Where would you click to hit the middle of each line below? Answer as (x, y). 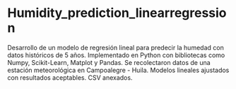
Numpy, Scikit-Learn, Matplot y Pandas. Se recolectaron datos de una (109, 62)
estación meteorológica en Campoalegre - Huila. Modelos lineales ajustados (118, 70)
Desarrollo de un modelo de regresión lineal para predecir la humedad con (116, 47)
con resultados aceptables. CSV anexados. (70, 77)
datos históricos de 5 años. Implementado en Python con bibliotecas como (116, 55)
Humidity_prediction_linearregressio (117, 13)
